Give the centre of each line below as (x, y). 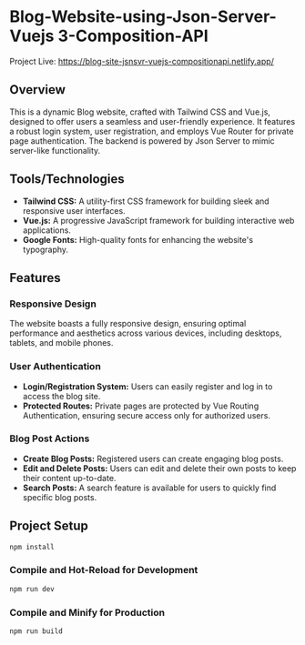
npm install (32, 547)
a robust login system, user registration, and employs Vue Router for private (152, 131)
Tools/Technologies (67, 179)
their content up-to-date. (69, 478)
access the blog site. (61, 396)
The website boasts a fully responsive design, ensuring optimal (128, 324)
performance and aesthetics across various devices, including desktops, (146, 333)
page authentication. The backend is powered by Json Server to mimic (142, 141)
